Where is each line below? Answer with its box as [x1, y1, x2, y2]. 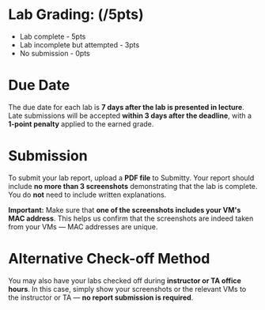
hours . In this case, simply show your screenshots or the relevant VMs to [8, 284, 247, 293]
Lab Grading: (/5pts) [8, 6, 144, 24]
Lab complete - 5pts [19, 32, 86, 41]
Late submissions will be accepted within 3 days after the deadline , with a [8, 111, 252, 120]
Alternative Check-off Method [8, 250, 210, 267]
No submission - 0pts [19, 48, 90, 58]
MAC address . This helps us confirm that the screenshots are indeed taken [8, 214, 254, 223]
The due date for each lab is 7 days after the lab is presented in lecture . [8, 102, 245, 112]
